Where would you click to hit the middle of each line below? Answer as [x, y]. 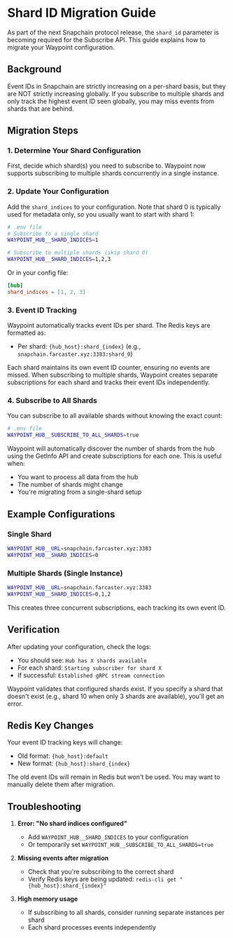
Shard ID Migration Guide [82, 13]
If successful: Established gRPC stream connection [91, 675]
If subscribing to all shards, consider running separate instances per [126, 913]
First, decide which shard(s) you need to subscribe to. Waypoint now [107, 166]
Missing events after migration [63, 858]
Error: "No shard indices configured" [72, 824]
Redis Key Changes [51, 725]
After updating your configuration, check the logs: [79, 646]
